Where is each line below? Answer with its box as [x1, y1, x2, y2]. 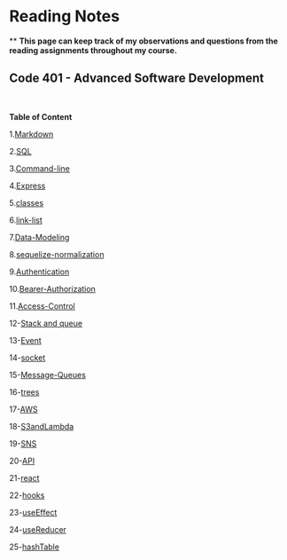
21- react [9, 472, 40, 483]
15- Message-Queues [9, 369, 87, 380]
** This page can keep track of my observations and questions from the [9, 35, 279, 46]
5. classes [9, 197, 44, 208]
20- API [9, 455, 35, 466]
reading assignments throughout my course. [9, 44, 177, 55]
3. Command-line [9, 162, 71, 174]
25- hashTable [9, 541, 60, 552]
